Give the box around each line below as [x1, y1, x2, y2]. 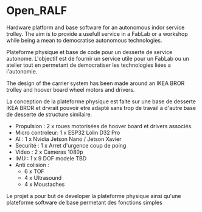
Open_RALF [6, 4, 68, 18]
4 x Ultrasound [24, 174, 62, 181]
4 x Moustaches [24, 180, 65, 188]
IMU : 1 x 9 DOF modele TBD [15, 154, 87, 162]
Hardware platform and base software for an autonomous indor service [6, 24, 185, 31]
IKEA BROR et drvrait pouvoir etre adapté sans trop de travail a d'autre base [6, 104, 197, 111]
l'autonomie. [6, 67, 38, 75]
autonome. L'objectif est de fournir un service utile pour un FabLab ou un [6, 55, 190, 62]
